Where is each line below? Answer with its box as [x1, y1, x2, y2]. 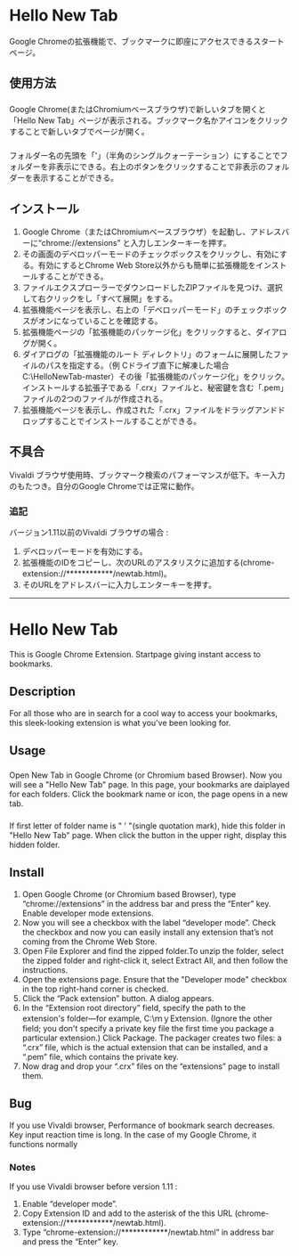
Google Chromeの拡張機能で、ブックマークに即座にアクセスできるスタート [9, 36, 285, 46]
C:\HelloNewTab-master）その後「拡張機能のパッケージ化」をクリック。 [21, 371, 289, 381]
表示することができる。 [32, 173, 118, 184]
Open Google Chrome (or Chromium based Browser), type [21, 888, 237, 900]
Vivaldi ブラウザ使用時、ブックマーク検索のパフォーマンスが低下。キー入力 [9, 469, 286, 480]
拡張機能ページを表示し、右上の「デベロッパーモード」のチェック [21, 304, 264, 314]
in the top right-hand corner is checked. [21, 983, 169, 994]
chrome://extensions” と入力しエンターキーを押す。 [41, 237, 231, 248]
